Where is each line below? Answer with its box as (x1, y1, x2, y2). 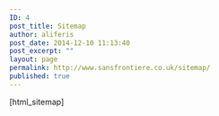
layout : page (9, 55, 58, 64)
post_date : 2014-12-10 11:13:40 (9, 38, 130, 48)
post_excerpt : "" (9, 47, 74, 56)
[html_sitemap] (9, 96, 65, 107)
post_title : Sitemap (9, 22, 87, 31)
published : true (9, 72, 70, 81)
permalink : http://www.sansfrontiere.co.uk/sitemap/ (9, 64, 211, 73)
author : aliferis (9, 30, 74, 39)
